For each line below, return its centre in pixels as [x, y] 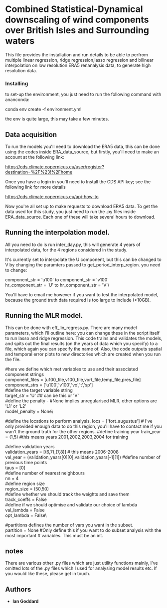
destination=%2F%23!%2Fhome [39, 172]
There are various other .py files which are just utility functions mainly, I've [82, 563]
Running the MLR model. [44, 315]
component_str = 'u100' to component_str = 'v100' [57, 279]
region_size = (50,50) [27, 488]
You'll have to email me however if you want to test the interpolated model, [82, 294]
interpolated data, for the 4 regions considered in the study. [67, 249]
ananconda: [17, 100]
